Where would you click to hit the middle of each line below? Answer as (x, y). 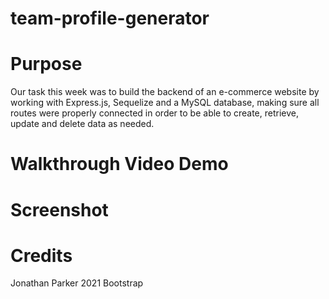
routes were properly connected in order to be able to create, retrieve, (155, 113)
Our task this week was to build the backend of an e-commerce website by (165, 92)
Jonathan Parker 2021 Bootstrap (77, 283)
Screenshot (59, 209)
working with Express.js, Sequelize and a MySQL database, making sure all (165, 103)
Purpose (46, 64)
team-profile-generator (110, 18)
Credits (41, 255)
